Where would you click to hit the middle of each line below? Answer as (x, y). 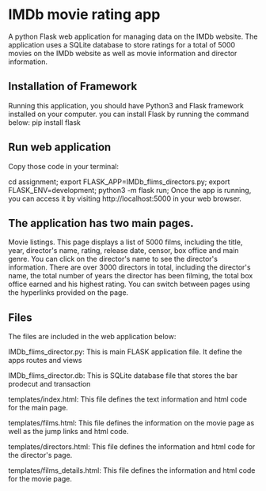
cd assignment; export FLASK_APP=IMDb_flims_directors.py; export (119, 181)
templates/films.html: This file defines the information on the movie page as (131, 423)
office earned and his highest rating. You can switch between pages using (129, 284)
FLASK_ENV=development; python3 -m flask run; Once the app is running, (130, 190)
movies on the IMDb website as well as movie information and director (123, 53)
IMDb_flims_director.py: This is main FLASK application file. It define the (125, 352)
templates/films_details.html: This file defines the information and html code (132, 470)
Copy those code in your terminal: (63, 166)
